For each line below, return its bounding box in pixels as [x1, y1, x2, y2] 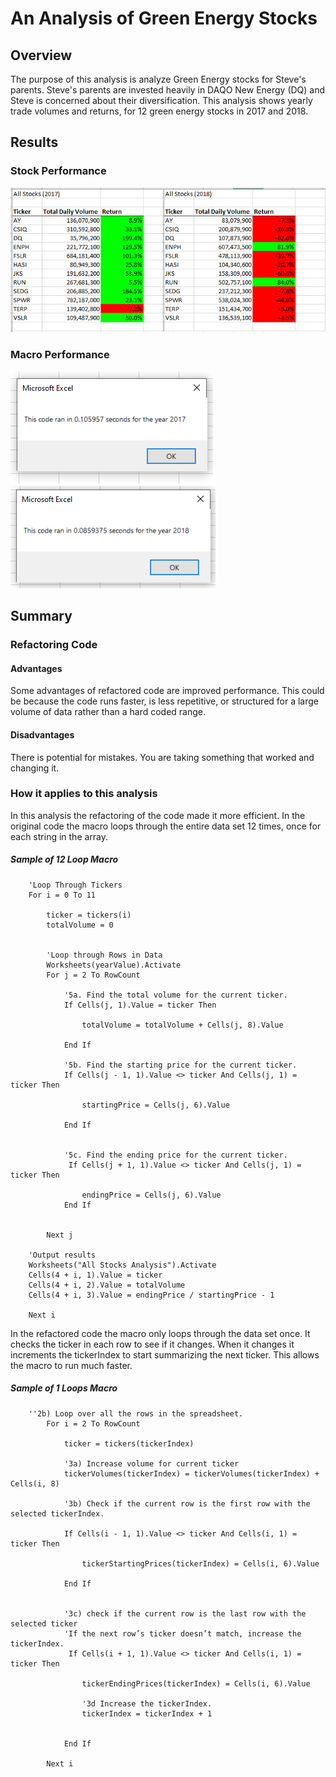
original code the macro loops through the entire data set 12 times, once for [10, 820, 322, 832]
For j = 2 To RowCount [46, 970, 141, 980]
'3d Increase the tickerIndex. [81, 1698, 213, 1709]
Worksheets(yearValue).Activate [46, 960, 182, 970]
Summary [10, 608, 73, 625]
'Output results [28, 1250, 97, 1260]
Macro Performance [10, 348, 110, 362]
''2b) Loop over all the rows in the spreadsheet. [28, 1408, 244, 1419]
